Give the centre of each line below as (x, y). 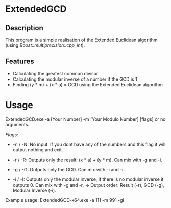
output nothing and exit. (38, 150)
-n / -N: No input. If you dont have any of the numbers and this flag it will (89, 144)
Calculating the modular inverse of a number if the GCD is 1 (75, 79)
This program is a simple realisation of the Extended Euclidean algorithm (81, 40)
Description (24, 28)
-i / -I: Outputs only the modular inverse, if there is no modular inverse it (88, 179)
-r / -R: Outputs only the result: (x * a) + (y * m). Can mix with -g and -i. (87, 160)
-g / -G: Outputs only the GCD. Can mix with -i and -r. (69, 169)
